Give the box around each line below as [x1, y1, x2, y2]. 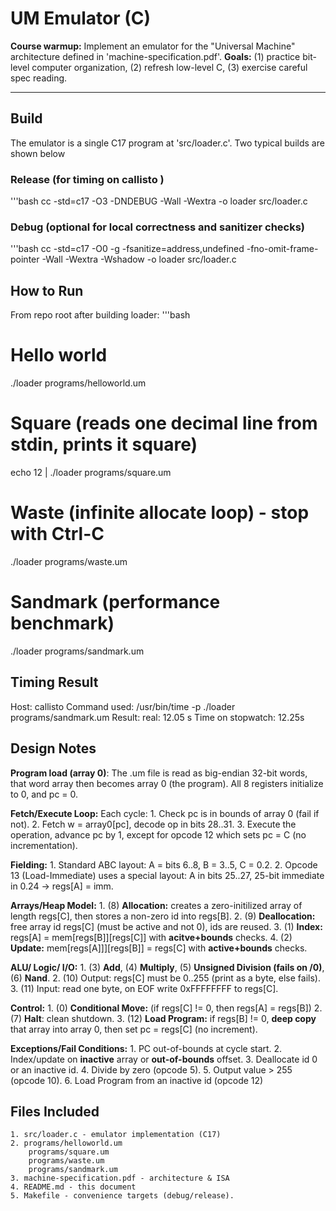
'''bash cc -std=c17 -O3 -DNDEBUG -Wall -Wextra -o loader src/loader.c [10, 195, 308, 207]
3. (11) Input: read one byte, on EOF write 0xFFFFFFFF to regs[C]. [10, 982, 279, 994]
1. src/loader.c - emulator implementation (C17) [10, 1130, 222, 1140]
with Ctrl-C [10, 523, 105, 546]
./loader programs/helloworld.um [10, 377, 147, 389]
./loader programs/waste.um [10, 555, 128, 567]
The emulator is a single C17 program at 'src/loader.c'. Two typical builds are [10, 137, 325, 149]
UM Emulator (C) [10, 7, 152, 30]
